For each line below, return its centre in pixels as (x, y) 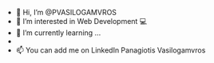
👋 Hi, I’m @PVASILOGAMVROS (66, 12)
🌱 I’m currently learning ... (58, 33)
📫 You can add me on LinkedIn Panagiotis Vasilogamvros (111, 50)
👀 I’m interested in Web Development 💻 (81, 21)
